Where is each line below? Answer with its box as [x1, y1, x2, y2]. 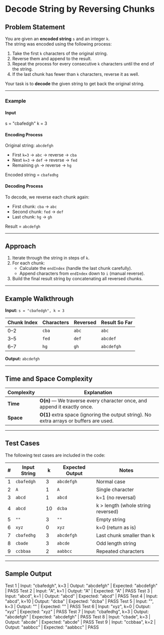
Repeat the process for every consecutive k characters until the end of [12, 61, 155, 66]
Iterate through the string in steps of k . [12, 255, 90, 261]
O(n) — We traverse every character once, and [40, 397, 147, 404]
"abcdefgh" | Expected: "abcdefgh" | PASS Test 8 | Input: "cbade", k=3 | [5, 613, 150, 619]
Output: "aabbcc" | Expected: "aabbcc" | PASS [5, 624, 99, 630]
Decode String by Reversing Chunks [5, 3, 155, 15]
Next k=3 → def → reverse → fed [12, 157, 78, 163]
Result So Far [101, 319, 133, 326]
